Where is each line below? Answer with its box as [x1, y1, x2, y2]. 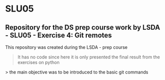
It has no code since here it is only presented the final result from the [17, 54, 160, 60]
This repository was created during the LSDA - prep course [5, 44, 128, 50]
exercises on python [17, 59, 60, 65]
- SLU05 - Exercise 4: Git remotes [5, 31, 112, 39]
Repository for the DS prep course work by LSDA [5, 23, 160, 32]
